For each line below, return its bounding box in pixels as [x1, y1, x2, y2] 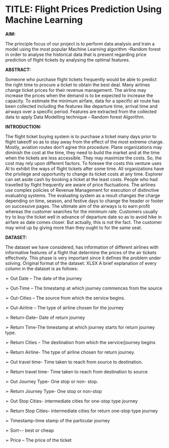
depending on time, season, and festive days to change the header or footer [5, 198, 164, 204]
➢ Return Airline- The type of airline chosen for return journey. [5, 349, 135, 355]
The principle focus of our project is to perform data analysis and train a [5, 40, 155, 46]
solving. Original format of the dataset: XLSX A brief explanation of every [5, 260, 157, 266]
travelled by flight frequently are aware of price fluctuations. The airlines [5, 182, 156, 188]
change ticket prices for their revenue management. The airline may [5, 87, 146, 93]
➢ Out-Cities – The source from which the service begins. [5, 295, 125, 301]
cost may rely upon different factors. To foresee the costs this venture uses [5, 160, 162, 166]
